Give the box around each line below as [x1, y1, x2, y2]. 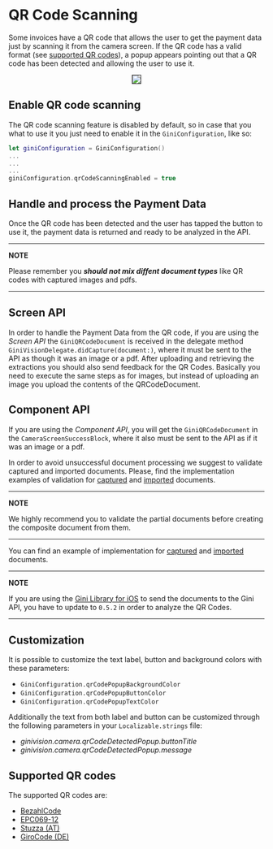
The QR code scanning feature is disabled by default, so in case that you [8, 119, 252, 129]
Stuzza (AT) [19, 823, 60, 834]
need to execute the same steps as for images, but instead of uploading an [8, 370, 259, 380]
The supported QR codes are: [8, 791, 108, 800]
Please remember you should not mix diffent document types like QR [8, 266, 244, 275]
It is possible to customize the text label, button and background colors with [8, 655, 262, 665]
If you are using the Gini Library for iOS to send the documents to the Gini [8, 593, 254, 603]
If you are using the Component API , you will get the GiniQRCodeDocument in [8, 424, 258, 434]
